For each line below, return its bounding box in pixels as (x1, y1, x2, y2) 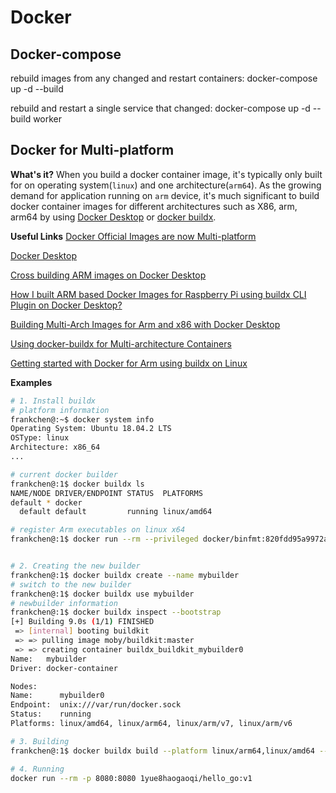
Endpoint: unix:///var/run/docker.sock (10, 700, 182, 710)
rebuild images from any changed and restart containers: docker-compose (10, 72, 318, 84)
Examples (10, 376, 53, 388)
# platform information (10, 405, 110, 415)
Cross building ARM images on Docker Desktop (10, 269, 207, 281)
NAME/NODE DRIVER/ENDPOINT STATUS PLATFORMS (10, 488, 203, 498)
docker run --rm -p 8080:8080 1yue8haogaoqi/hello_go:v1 (10, 773, 253, 783)
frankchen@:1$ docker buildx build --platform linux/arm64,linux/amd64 (10, 746, 315, 756)
